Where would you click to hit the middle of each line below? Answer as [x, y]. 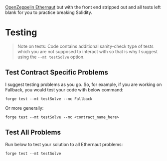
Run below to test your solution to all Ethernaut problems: [64, 144]
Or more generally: [24, 108]
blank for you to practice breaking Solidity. [49, 12]
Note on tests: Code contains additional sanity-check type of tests [85, 46]
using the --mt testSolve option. [51, 57]
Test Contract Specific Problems [57, 72]
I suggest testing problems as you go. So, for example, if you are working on [83, 84]
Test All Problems [33, 132]
